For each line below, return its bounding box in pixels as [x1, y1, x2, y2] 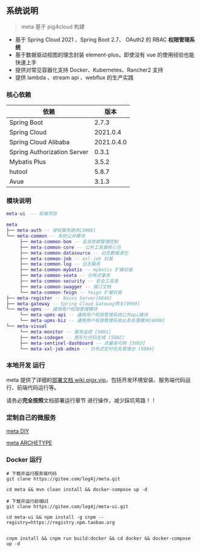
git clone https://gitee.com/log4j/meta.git [6, 476, 120, 482]
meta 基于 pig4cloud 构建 [21, 23, 85, 30]
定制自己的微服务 [6, 413, 56, 421]
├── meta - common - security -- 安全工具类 [19, 278, 119, 284]
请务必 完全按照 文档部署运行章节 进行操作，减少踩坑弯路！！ [6, 397, 156, 404]
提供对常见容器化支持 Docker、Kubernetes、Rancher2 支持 [15, 66, 163, 73]
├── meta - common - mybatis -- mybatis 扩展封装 [19, 267, 133, 273]
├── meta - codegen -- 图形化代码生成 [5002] [19, 334, 125, 341]
